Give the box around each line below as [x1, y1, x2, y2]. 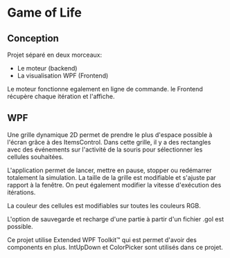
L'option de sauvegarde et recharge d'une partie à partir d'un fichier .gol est [7, 214, 224, 223]
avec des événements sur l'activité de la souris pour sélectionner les [7, 145, 203, 154]
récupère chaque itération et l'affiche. [7, 92, 115, 100]
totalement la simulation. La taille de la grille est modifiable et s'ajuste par [7, 173, 216, 181]
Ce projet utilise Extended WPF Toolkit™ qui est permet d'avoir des [7, 235, 197, 243]
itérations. [7, 188, 36, 196]
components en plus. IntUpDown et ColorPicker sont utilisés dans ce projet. [7, 243, 224, 251]
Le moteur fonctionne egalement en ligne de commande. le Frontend [7, 85, 203, 93]
